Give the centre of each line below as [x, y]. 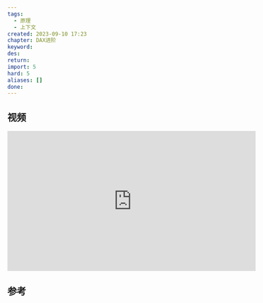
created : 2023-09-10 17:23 [47, 34]
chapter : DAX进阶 [32, 41]
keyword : [20, 47]
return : [19, 60]
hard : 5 [19, 73]
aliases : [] [25, 80]
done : [15, 87]
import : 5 [22, 67]
